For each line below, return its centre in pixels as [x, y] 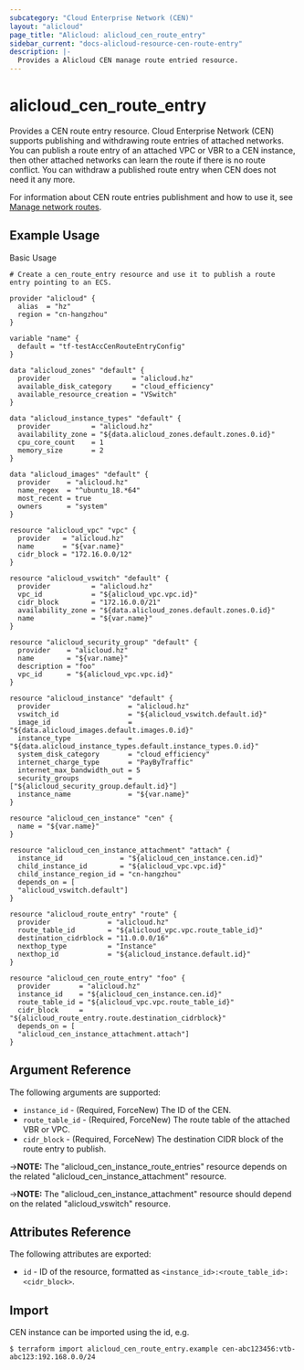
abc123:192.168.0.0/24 [52, 1357]
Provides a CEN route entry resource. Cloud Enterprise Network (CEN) [142, 131]
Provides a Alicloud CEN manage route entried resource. [128, 60]
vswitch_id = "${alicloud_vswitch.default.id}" [142, 714]
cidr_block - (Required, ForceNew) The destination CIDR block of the [153, 1139]
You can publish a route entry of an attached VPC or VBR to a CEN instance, [152, 150]
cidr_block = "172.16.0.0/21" [89, 602]
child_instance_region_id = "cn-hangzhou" [100, 874]
